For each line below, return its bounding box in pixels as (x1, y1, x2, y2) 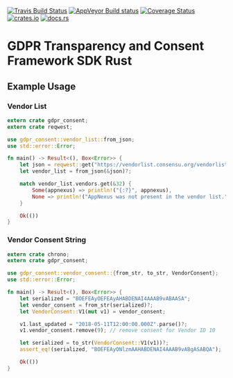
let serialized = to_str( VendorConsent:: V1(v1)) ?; (19, 340, 169, 347)
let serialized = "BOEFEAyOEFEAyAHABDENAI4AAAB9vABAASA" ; (19, 295, 191, 302)
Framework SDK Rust (7, 53, 132, 69)
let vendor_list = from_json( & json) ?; (19, 168, 132, 175)
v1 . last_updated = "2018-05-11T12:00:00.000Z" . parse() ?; (19, 320, 188, 327)
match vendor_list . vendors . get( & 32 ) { (19, 180, 132, 187)
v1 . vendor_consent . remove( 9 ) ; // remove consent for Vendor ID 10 (19, 327, 216, 334)
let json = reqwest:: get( (19, 162, 95, 169)
